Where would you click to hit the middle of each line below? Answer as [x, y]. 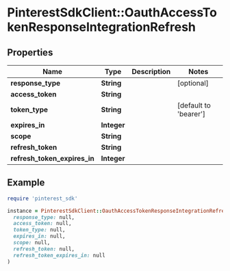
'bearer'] [191, 114]
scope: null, [32, 243]
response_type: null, [44, 217]
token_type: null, [40, 230]
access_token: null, [42, 224]
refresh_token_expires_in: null [60, 255]
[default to [194, 105]
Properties [30, 52]
